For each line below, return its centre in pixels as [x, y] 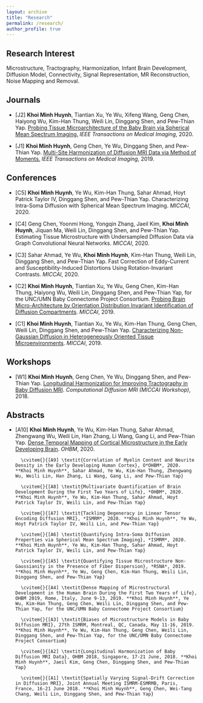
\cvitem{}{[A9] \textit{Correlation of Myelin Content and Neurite [108, 460]
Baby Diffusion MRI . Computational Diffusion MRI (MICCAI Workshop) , [103, 389]
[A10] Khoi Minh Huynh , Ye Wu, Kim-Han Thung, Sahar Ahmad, [95, 430]
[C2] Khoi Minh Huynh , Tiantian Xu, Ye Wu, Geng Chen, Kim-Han [97, 286]
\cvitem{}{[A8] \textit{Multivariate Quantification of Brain [101, 487]
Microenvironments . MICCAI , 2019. [58, 343]
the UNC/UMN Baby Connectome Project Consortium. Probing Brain [100, 299]
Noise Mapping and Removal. [43, 81]
